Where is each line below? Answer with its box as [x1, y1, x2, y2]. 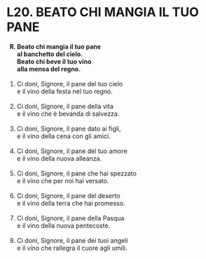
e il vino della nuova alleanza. [16, 154, 102, 162]
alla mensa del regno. [16, 65, 81, 73]
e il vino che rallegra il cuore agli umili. [16, 244, 128, 252]
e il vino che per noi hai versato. [16, 176, 109, 185]
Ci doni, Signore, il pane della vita [16, 102, 114, 110]
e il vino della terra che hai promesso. [16, 199, 125, 207]
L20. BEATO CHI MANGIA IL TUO [6, 4, 199, 20]
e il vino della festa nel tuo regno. [16, 87, 113, 95]
